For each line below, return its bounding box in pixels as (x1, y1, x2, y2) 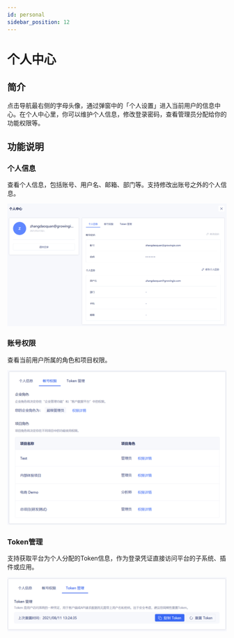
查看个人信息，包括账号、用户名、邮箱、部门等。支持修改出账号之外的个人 (7, 181, 221, 189)
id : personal (7, 11, 45, 18)
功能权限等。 (7, 118, 44, 127)
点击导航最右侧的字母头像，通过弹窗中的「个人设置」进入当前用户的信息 (7, 101, 214, 109)
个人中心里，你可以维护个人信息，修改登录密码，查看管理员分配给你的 (25, 110, 227, 118)
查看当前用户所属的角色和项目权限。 (7, 356, 111, 364)
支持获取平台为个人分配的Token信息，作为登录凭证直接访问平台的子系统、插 (7, 554, 226, 563)
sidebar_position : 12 (7, 18, 70, 26)
